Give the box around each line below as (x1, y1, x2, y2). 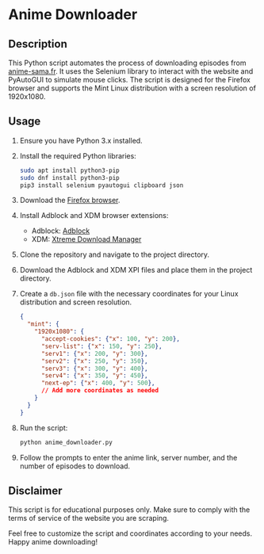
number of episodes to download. (19, 461, 131, 471)
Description (8, 37, 67, 51)
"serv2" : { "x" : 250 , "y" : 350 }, (40, 357, 148, 365)
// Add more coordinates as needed (40, 387, 159, 395)
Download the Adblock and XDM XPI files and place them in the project (19, 266, 253, 275)
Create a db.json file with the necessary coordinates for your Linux (19, 289, 239, 299)
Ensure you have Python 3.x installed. (19, 136, 143, 145)
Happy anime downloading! (8, 537, 98, 547)
